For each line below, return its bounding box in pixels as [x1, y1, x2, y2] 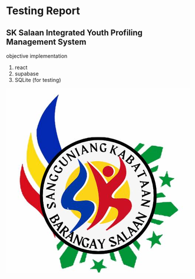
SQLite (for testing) [14, 77, 61, 83]
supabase [14, 70, 39, 77]
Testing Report [6, 4, 81, 18]
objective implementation [6, 52, 68, 60]
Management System [6, 37, 87, 47]
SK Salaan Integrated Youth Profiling [6, 28, 143, 38]
